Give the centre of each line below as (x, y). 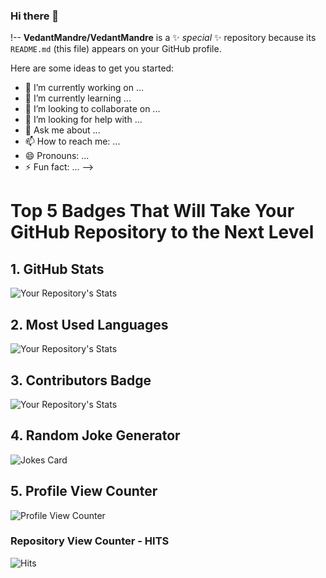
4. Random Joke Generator (95, 435)
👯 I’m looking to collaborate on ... (92, 109)
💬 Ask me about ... (62, 130)
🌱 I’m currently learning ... (78, 98)
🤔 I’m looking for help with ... (83, 120)
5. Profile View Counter (84, 491)
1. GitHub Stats (57, 269)
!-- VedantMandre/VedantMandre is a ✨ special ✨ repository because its (163, 38)
